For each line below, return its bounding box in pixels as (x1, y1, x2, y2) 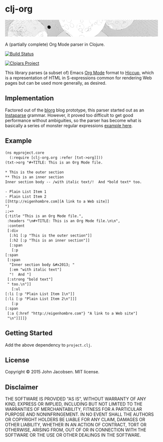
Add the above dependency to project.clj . (5, 342, 92, 348)
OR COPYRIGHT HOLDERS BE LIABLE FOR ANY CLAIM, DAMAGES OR (5, 417, 146, 423)
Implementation (5, 94, 54, 103)
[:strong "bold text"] (7, 276, 53, 282)
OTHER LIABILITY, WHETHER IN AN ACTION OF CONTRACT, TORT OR (5, 422, 147, 428)
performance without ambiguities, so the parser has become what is (5, 117, 142, 123)
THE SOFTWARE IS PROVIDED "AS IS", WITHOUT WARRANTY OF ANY (5, 396, 147, 402)
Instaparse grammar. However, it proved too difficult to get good (5, 112, 133, 118)
